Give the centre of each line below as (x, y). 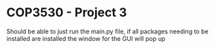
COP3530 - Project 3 (67, 13)
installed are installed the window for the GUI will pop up (86, 38)
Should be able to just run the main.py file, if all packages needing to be (107, 31)
